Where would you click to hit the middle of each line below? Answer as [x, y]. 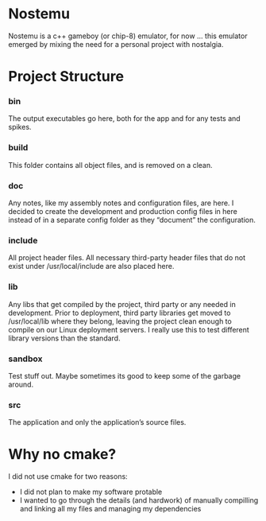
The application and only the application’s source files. [97, 422]
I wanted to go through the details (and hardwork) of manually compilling [139, 500]
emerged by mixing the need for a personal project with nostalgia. [116, 44]
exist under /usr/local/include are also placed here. [91, 266]
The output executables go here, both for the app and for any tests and [124, 119]
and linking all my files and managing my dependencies [110, 509]
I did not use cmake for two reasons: [68, 476]
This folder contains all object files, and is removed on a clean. [110, 165]
